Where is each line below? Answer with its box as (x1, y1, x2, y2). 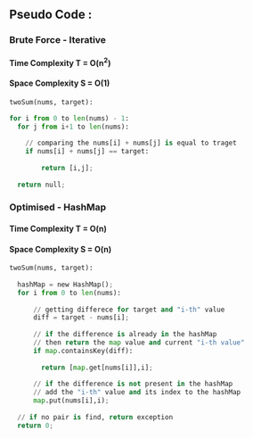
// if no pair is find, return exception (17, 412, 174, 422)
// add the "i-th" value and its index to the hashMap (32, 388, 241, 397)
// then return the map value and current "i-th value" (32, 338, 245, 347)
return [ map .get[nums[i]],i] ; (41, 363, 153, 372)
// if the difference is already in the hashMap (32, 330, 217, 339)
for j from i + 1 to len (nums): (17, 122, 129, 131)
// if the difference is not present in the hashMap (32, 379, 233, 389)
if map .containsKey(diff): (32, 346, 134, 355)
